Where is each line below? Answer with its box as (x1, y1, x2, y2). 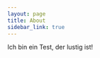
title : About (7, 17, 46, 24)
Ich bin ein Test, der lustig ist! (7, 43, 94, 52)
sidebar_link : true (7, 23, 65, 30)
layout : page (7, 10, 46, 18)
